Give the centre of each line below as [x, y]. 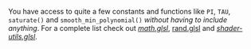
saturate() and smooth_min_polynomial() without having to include [118, 20]
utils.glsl [22, 36]
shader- [229, 28]
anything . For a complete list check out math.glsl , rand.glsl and [112, 28]
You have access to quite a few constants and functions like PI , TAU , [120, 11]
